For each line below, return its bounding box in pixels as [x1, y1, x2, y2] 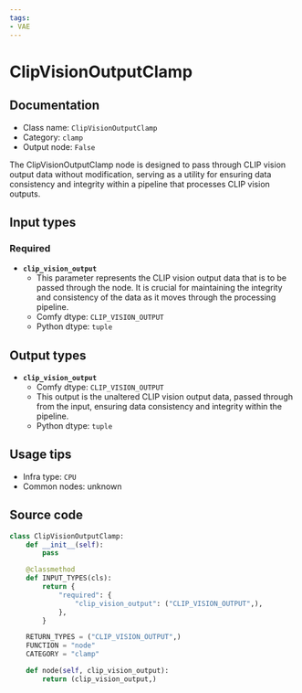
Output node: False [22, 141, 96, 152]
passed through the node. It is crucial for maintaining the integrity [36, 283, 283, 293]
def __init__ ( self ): [26, 540, 104, 549]
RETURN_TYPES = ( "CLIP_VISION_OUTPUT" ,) [26, 633, 182, 642]
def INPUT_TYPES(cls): [26, 573, 112, 583]
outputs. [9, 188, 41, 199]
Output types [9, 347, 87, 363]
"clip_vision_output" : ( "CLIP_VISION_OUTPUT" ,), [74, 599, 263, 608]
